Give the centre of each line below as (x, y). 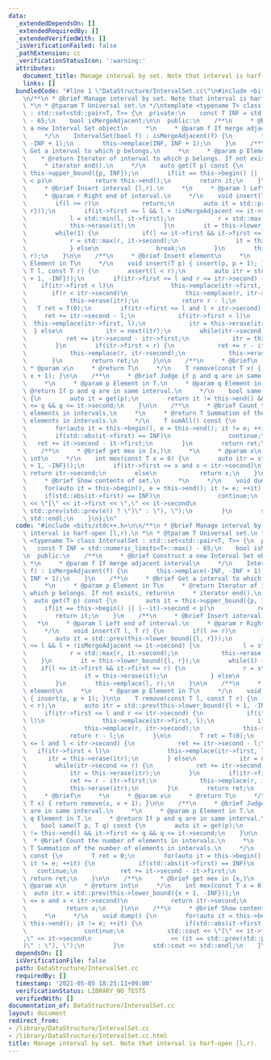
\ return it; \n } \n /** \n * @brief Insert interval (142, 616)
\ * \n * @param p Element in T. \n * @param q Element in (142, 383)
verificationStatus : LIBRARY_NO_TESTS (81, 991)
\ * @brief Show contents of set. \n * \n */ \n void (137, 481)
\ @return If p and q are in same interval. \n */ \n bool (133, 391)
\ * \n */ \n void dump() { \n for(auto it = (127, 916)
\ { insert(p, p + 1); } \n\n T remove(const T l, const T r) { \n (140, 699)
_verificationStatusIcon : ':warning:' (81, 61)
